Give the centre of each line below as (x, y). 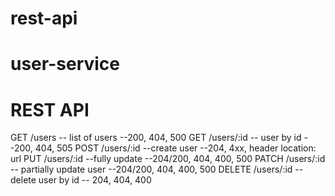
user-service (65, 64)
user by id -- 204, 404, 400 (95, 180)
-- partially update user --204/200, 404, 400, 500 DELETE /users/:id (151, 169)
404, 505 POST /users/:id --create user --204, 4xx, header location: (175, 148)
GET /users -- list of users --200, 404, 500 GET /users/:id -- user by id (156, 138)
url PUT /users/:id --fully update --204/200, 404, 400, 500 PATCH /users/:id (168, 159)
